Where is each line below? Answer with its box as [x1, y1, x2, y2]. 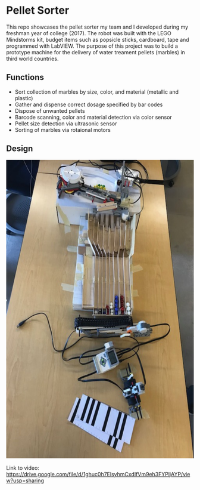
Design [6, 144, 33, 154]
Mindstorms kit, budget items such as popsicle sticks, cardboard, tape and [6, 36, 189, 43]
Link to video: [6, 464, 40, 471]
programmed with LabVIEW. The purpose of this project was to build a [6, 42, 179, 50]
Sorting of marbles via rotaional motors [14, 126, 111, 133]
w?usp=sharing [6, 477, 45, 484]
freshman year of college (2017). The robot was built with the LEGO [6, 29, 171, 36]
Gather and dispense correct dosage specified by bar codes [14, 101, 163, 108]
